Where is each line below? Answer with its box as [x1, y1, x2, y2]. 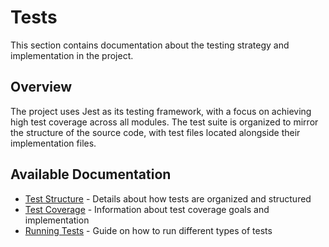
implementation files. [10, 137, 97, 149]
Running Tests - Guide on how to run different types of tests [24, 224, 273, 236]
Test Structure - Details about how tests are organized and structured [24, 192, 312, 205]
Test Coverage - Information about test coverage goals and [24, 203, 270, 215]
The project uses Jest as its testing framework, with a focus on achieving [10, 105, 312, 117]
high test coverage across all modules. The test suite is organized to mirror [10, 116, 319, 128]
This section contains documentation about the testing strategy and [10, 39, 290, 51]
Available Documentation [10, 166, 172, 183]
